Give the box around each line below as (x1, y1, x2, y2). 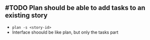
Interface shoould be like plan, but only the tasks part (12, 29, 119, 35)
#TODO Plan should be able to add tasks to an (5, 4, 146, 12)
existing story (5, 12, 48, 20)
